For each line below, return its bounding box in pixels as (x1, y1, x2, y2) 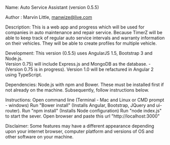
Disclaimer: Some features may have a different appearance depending (5, 123, 155, 129)
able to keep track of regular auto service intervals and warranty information (5, 35, 165, 41)
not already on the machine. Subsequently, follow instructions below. (5, 87, 150, 93)
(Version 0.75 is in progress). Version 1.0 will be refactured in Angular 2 (5, 66, 154, 72)
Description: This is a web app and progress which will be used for (5, 24, 145, 30)
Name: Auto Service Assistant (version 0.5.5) (5, 5, 99, 10)
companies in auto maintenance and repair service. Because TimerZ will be (5, 30, 163, 35)
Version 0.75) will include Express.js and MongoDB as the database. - (5, 61, 151, 67)
